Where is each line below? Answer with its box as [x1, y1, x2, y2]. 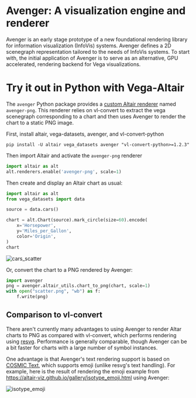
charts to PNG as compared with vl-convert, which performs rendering [6, 331, 177, 338]
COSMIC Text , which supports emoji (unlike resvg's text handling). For [6, 361, 176, 369]
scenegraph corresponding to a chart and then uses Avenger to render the [6, 113, 186, 120]
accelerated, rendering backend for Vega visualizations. [6, 60, 141, 68]
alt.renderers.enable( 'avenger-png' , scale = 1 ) [6, 168, 122, 175]
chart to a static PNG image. [6, 119, 74, 126]
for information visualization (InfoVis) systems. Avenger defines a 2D [6, 42, 171, 49]
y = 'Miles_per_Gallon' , [16, 228, 72, 234]
